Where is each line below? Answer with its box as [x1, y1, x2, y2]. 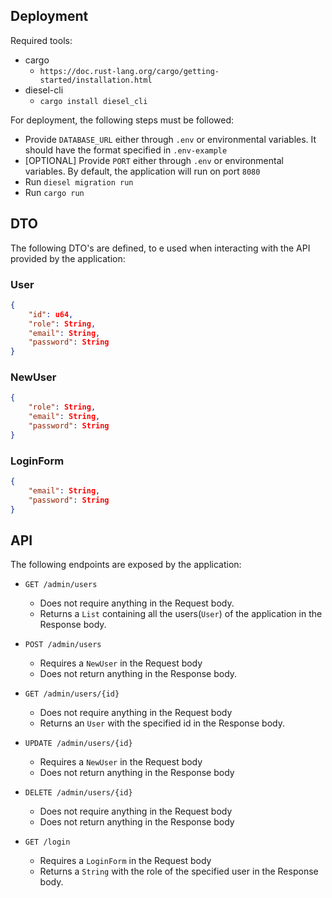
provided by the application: [10, 252, 126, 264]
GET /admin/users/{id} [24, 689, 120, 699]
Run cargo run [24, 186, 85, 198]
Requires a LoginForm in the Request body [39, 855, 212, 867]
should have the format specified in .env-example [24, 144, 228, 156]
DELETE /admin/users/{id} [24, 788, 133, 798]
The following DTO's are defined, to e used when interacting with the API [10, 242, 311, 254]
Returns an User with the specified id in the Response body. [39, 717, 285, 729]
